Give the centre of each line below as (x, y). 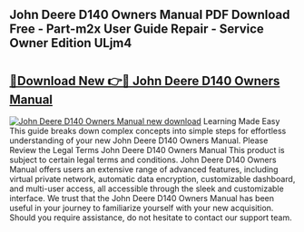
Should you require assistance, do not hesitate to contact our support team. (151, 217)
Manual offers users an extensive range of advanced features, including (144, 169)
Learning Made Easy (241, 121)
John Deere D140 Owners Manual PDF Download (150, 15)
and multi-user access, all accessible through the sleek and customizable (147, 188)
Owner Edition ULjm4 (71, 43)
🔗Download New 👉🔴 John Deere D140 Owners (145, 81)
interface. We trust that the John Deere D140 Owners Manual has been (142, 198)
